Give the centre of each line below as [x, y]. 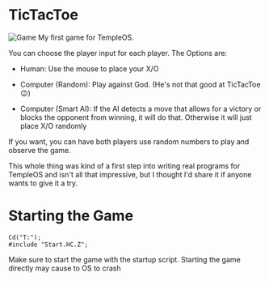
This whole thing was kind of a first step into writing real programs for [124, 166]
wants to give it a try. [43, 183]
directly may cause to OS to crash [65, 268]
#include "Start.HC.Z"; [48, 245]
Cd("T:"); [25, 237]
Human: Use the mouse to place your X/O [89, 68]
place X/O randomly [53, 126]
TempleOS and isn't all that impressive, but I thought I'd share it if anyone [130, 174]
